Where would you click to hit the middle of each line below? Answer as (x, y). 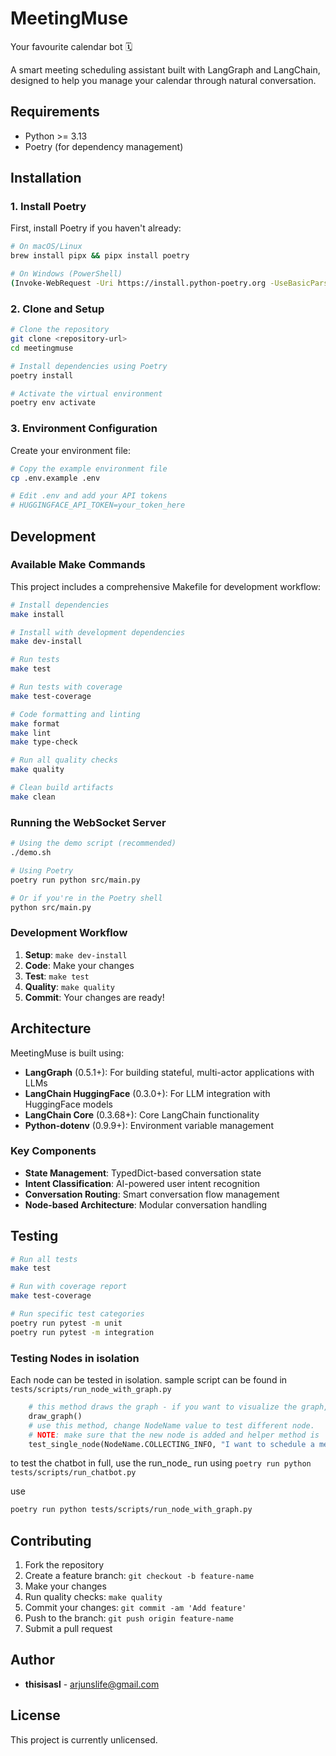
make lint (31, 733)
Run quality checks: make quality (93, 1597)
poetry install (42, 375)
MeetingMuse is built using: (67, 1053)
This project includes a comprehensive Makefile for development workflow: (166, 586)
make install (37, 614)
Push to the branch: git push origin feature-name (129, 1618)
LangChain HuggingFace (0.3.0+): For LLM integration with (147, 1093)
